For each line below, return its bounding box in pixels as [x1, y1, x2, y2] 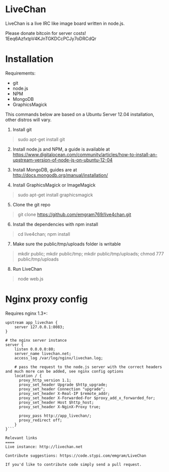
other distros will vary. [5, 117, 52, 123]
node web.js [17, 275, 44, 282]
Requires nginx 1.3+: [5, 310, 48, 316]
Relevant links [5, 435, 38, 441]
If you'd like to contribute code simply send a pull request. [5, 462, 142, 467]
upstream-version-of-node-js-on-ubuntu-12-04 [12, 157, 113, 163]
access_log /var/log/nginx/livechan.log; [14, 355, 103, 360]
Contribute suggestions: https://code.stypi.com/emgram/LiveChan [5, 453, 146, 458]
